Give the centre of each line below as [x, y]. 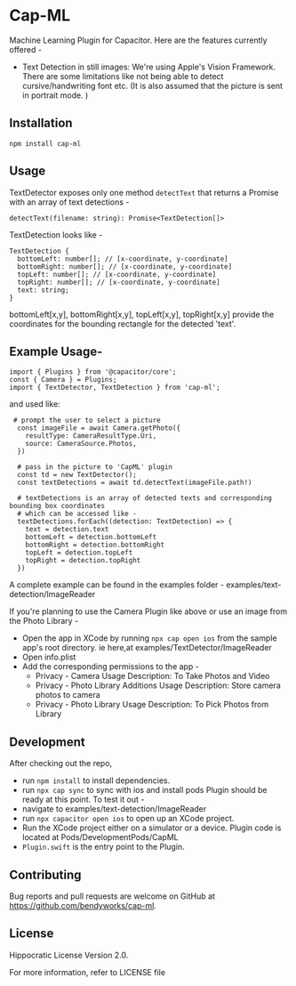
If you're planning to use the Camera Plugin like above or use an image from [148, 611]
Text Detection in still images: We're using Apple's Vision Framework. [149, 67]
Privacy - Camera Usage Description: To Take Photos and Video [152, 676]
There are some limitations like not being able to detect [123, 76]
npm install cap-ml [45, 143]
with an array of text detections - [69, 202]
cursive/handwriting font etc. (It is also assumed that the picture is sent [152, 85]
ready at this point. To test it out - [83, 800]
